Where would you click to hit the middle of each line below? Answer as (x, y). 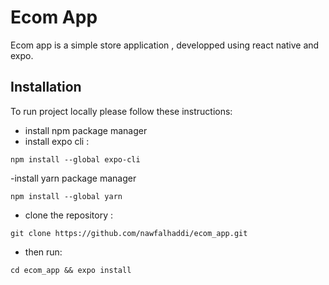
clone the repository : (69, 215)
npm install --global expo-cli (75, 159)
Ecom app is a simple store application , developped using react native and (165, 45)
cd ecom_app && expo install (71, 270)
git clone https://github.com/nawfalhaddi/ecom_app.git (129, 233)
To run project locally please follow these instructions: (121, 111)
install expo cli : (57, 141)
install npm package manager (86, 130)
